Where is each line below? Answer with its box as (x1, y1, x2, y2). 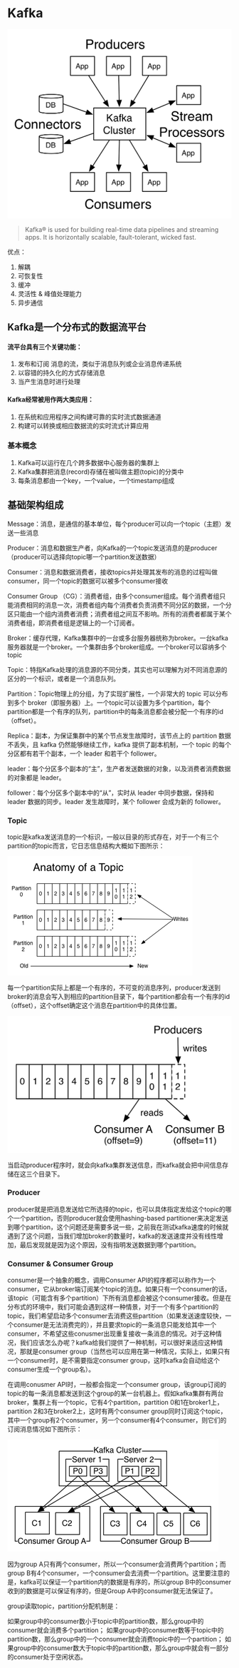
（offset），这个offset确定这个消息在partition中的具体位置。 (7, 1001, 181, 1010)
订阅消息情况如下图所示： (7, 1425, 83, 1433)
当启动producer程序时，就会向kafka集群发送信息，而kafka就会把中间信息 (7, 1161, 223, 1169)
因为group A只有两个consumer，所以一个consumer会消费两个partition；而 (7, 1560, 226, 1569)
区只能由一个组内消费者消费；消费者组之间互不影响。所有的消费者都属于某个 (7, 609, 232, 618)
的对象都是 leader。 (7, 773, 65, 782)
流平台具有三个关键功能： (7, 342, 83, 351)
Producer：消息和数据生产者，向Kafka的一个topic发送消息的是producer (7, 544, 218, 552)
